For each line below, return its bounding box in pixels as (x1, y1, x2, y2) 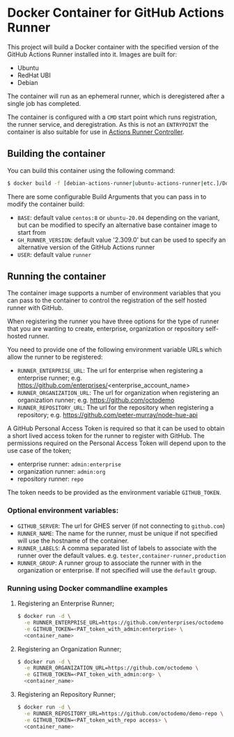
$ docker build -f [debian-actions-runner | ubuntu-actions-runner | (7, 180, 204, 187)
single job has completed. (7, 99, 81, 107)
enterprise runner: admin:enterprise (17, 460, 122, 468)
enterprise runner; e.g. (17, 374, 82, 382)
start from (17, 228, 47, 236)
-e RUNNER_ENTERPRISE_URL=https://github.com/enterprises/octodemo (24, 619, 224, 626)
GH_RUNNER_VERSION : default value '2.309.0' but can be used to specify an (17, 235, 226, 244)
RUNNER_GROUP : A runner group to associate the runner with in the (17, 559, 202, 567)
